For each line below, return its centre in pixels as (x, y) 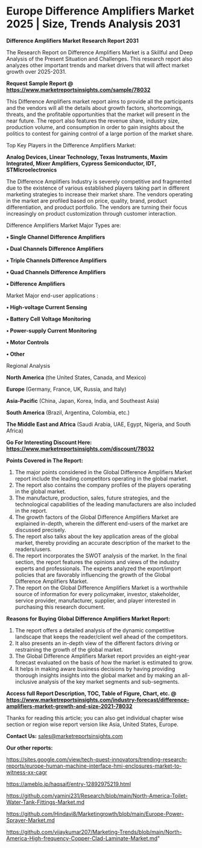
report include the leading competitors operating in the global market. (101, 478)
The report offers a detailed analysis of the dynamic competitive (95, 630)
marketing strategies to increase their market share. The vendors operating (99, 194)
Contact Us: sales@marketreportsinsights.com (65, 736)
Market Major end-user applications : (52, 295)
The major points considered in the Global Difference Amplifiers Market (103, 472)
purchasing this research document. (60, 607)
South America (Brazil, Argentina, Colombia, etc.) (68, 413)
